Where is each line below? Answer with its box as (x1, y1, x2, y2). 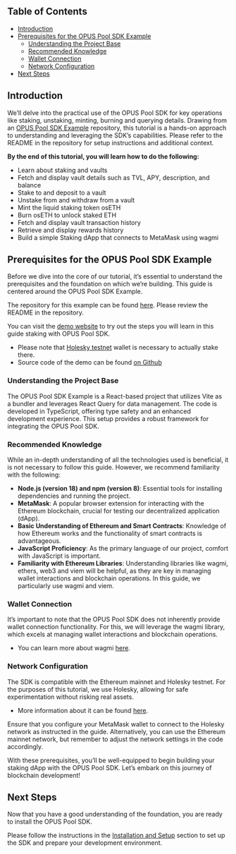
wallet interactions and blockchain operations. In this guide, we (17, 574, 201, 582)
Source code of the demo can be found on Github (17, 358, 162, 367)
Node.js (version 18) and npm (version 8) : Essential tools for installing (17, 484, 223, 493)
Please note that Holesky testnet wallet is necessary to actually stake (17, 343, 218, 352)
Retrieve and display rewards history (17, 226, 124, 234)
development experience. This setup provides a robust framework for (7, 414, 209, 422)
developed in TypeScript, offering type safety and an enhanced (7, 407, 192, 415)
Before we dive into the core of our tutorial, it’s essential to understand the (7, 272, 223, 281)
